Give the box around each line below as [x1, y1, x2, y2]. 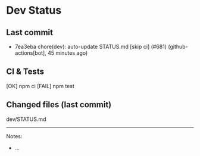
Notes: [6, 132, 23, 140]
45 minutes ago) [47, 49, 88, 57]
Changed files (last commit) [6, 99, 112, 110]
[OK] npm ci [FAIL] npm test [6, 82, 74, 89]
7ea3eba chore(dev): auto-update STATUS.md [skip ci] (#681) [14, 43, 167, 50]
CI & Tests [6, 67, 45, 77]
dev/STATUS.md [6, 116, 46, 123]
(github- [167, 43, 189, 50]
